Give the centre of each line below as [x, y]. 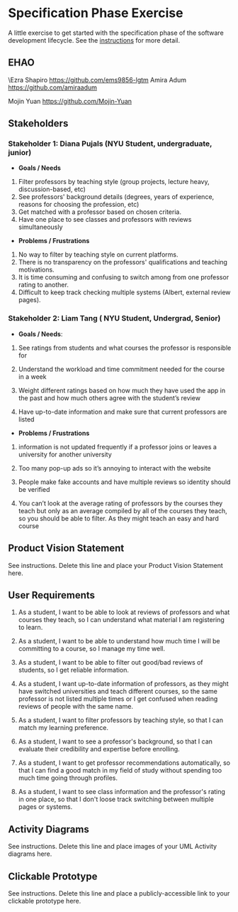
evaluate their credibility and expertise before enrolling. [99, 749]
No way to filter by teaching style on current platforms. [98, 254]
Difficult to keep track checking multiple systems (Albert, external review [124, 292]
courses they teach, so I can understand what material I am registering [121, 620]
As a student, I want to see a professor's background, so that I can [115, 741]
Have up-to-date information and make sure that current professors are [123, 412]
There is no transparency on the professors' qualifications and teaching [123, 262]
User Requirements [51, 595]
